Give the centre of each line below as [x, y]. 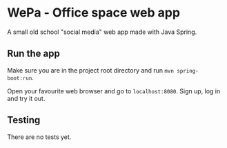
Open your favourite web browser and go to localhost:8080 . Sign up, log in [114, 91]
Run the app [33, 54]
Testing [24, 120]
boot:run [20, 78]
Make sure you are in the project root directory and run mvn [91, 70]
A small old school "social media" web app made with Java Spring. [102, 32]
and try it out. [26, 98]
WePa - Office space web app [94, 13]
